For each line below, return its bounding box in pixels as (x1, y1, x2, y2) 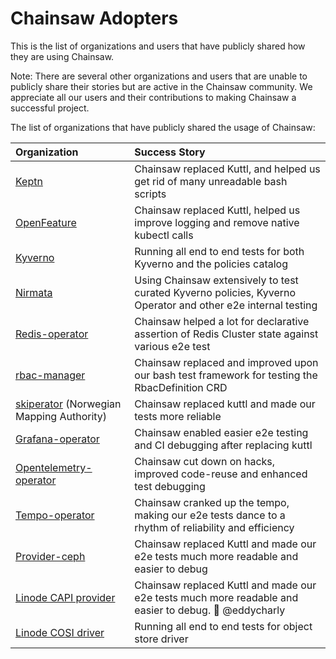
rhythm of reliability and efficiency (134, 520, 295, 534)
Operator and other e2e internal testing (134, 298, 318, 312)
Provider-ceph (15, 549, 86, 563)
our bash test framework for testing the (134, 368, 318, 382)
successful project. (10, 102, 90, 114)
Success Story (134, 145, 206, 159)
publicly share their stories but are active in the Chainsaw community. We (10, 80, 313, 92)
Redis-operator (15, 327, 89, 341)
